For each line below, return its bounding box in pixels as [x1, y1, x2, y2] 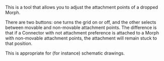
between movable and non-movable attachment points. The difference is [5, 24, 157, 30]
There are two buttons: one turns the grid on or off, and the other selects [5, 19, 156, 25]
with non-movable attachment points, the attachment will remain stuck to [5, 35, 157, 41]
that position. [5, 40, 33, 46]
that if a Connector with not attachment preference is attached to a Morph [5, 30, 159, 35]
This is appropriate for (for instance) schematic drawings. [5, 50, 125, 56]
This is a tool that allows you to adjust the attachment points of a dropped [5, 4, 158, 10]
